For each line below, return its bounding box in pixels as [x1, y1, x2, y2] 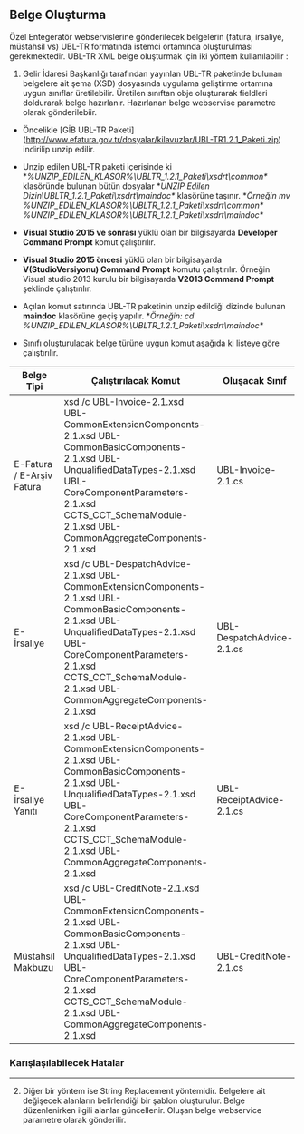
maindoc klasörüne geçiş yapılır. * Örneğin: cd [22, 310, 195, 321]
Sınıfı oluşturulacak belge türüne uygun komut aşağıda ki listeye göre [22, 337, 280, 348]
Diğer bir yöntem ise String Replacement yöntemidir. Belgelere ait [22, 1086, 266, 1097]
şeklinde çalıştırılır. [22, 283, 92, 294]
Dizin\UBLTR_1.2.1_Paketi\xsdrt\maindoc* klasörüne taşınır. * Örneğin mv [22, 190, 291, 200]
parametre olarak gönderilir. [22, 1115, 127, 1126]
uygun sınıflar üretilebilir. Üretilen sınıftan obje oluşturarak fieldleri [22, 87, 268, 98]
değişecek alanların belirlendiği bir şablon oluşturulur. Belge [22, 1095, 246, 1106]
